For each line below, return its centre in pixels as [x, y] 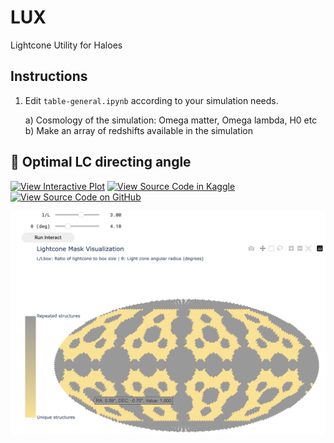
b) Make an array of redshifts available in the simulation [138, 130]
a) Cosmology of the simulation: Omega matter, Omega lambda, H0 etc [171, 120]
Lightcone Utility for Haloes [66, 45]
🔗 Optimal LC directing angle [101, 162]
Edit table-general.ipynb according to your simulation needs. [151, 100]
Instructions [49, 76]
